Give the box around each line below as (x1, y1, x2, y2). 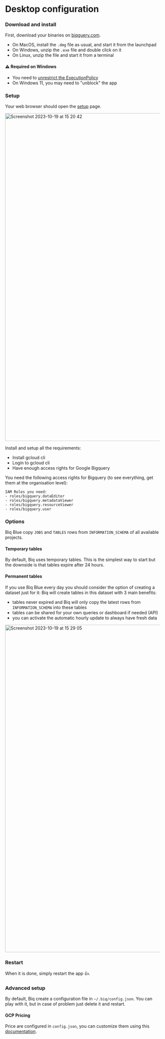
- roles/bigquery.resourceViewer (5, 502, 74, 507)
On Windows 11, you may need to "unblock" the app (12, 80, 117, 86)
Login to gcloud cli (12, 460, 50, 466)
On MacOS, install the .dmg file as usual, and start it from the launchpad (12, 42, 157, 48)
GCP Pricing (5, 1012, 30, 1018)
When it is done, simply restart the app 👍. (5, 970, 90, 976)
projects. (5, 534, 23, 541)
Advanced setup (5, 984, 46, 991)
